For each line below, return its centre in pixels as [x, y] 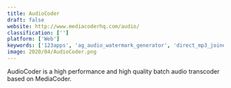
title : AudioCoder [33, 13]
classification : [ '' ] [38, 33]
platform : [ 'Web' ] [33, 39]
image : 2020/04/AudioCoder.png [52, 52]
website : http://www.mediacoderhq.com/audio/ [73, 26]
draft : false [26, 20]
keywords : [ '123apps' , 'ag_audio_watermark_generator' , [89, 45]
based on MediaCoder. [40, 78]
